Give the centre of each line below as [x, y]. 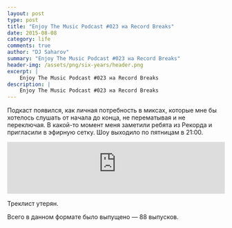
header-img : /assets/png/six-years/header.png [75, 65]
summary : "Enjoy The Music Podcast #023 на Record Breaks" [94, 59]
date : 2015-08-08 [32, 33]
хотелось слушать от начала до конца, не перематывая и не [96, 117]
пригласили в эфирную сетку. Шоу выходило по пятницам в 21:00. [105, 133]
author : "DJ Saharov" [38, 53]
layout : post [26, 13]
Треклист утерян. [33, 204]
